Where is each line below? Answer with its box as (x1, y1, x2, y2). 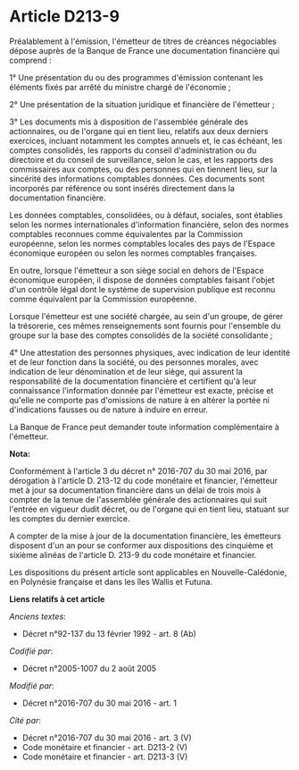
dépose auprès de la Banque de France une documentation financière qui (9, 45, 280, 55)
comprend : (9, 55, 52, 65)
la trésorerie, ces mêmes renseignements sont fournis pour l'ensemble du (9, 320, 281, 331)
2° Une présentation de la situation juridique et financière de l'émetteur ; (9, 98, 275, 109)
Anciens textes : (9, 611, 67, 622)
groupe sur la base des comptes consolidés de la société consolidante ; (9, 329, 274, 341)
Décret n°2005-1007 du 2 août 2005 (21, 663, 157, 673)
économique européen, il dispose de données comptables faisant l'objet (9, 275, 275, 285)
